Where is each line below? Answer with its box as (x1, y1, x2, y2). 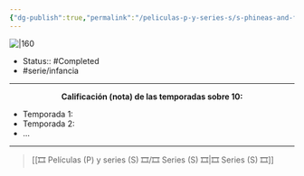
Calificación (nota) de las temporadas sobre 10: (61, 91, 243, 102)
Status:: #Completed (22, 55, 100, 66)
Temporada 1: (22, 108, 74, 119)
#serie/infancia (22, 65, 80, 76)
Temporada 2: (22, 118, 75, 129)
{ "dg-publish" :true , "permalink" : (9, 13, 136, 23)
